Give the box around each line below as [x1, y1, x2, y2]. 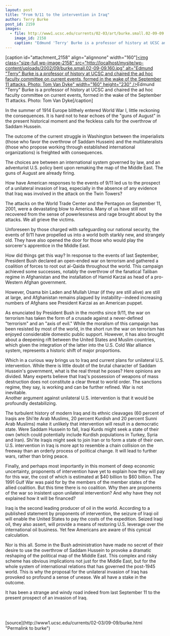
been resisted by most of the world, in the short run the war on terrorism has [5, 325, 165, 332]
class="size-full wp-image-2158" [5, 59, 74, 66]
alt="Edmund [125, 65, 153, 71]
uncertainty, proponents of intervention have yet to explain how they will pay [5, 468, 165, 474]
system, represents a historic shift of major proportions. [5, 347, 121, 353]
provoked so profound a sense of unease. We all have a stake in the [5, 574, 147, 580]
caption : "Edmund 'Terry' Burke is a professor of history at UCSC [14, 41, 159, 46]
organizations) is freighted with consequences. [5, 149, 104, 155]
